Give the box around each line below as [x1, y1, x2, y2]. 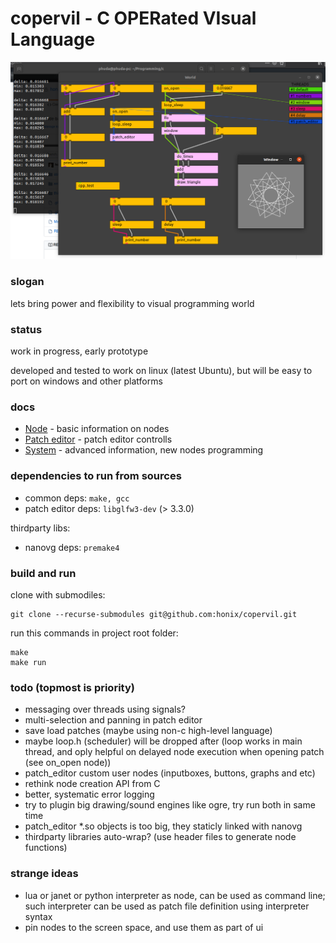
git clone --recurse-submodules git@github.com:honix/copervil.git [10, 609, 298, 619]
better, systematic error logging [24, 788, 155, 801]
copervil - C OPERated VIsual [10, 7, 257, 30]
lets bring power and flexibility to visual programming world [10, 297, 255, 309]
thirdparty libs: [10, 522, 71, 534]
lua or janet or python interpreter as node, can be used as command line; [24, 889, 326, 901]
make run [10, 657, 47, 667]
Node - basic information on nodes [24, 423, 170, 435]
